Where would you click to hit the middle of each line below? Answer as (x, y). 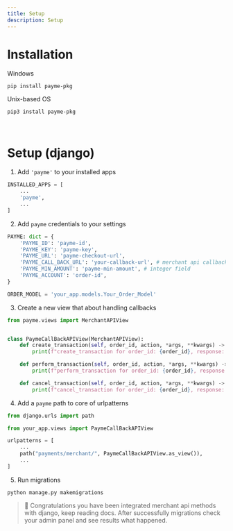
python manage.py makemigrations (55, 492)
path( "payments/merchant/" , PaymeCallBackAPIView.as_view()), (111, 454)
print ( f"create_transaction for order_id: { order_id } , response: (129, 352)
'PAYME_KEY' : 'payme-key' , (59, 250)
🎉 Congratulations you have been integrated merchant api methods (120, 505)
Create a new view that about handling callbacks (87, 307)
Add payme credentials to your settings (71, 224)
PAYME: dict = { (31, 237)
